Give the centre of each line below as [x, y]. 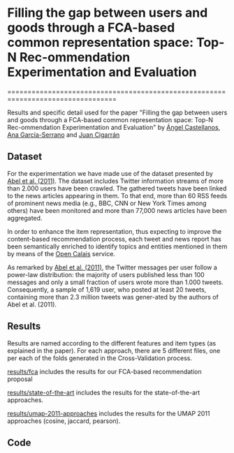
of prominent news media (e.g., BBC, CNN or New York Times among [107, 203]
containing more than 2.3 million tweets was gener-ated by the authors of [113, 297]
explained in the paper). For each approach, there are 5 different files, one [114, 350]
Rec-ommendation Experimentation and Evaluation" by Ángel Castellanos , [114, 127]
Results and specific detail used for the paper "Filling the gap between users [117, 112]
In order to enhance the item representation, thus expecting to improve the [115, 231]
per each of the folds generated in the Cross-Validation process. [100, 358]
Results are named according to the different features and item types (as [112, 343]
